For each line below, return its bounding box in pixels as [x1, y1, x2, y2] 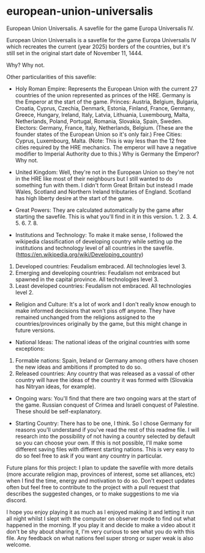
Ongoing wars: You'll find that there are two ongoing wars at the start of [15, 394, 197, 402]
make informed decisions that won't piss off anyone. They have [15, 307, 176, 314]
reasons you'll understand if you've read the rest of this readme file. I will [15, 426, 199, 433]
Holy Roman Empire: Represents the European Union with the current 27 [15, 85, 198, 92]
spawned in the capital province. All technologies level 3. [15, 276, 159, 283]
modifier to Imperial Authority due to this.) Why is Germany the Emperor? [15, 150, 199, 157]
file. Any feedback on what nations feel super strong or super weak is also [6, 534, 194, 541]
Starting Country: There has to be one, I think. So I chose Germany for [15, 419, 192, 427]
